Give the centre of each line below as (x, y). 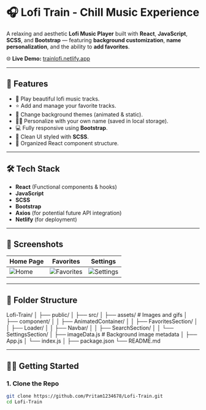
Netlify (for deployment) (46, 219)
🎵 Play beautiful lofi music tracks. (57, 99)
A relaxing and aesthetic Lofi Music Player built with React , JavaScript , (97, 33)
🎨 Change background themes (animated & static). (79, 114)
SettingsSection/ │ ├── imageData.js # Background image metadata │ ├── (102, 335)
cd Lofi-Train (25, 402)
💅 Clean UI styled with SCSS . (52, 137)
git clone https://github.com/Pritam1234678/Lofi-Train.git (85, 396)
